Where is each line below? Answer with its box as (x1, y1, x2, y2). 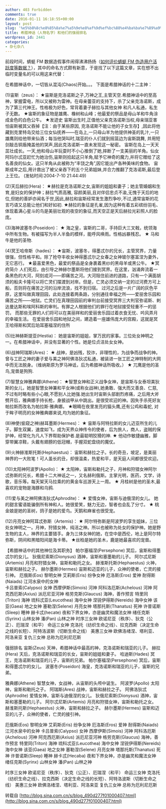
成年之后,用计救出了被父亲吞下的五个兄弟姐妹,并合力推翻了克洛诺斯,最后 (9, 166, 157, 172)
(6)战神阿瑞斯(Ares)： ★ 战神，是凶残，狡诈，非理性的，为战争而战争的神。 (5, 349, 161, 355)
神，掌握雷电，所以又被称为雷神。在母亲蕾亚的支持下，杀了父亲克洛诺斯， (5, 98, 157, 104)
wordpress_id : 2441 (5, 35, 45, 40)
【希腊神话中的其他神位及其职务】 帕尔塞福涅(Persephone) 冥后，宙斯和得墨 (5, 547, 161, 553)
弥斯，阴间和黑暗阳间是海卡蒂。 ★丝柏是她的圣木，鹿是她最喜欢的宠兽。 (5, 537, 154, 542)
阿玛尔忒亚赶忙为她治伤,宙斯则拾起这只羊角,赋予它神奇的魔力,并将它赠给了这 (5, 154, 161, 160)
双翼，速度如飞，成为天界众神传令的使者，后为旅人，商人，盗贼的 (22, 426, 157, 432)
